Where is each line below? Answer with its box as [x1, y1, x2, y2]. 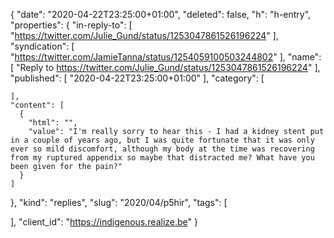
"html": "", [28, 118, 78, 128]
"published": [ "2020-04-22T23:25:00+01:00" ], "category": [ [10, 72, 265, 84]
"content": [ [10, 100, 65, 110]
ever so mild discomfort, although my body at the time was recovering [10, 144, 315, 154]
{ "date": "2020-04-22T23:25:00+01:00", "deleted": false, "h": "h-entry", [10, 9, 312, 20]
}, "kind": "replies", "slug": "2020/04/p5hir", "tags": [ [10, 197, 228, 208]
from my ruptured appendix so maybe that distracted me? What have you [10, 153, 315, 163]
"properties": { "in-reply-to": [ [10, 19, 133, 31]
